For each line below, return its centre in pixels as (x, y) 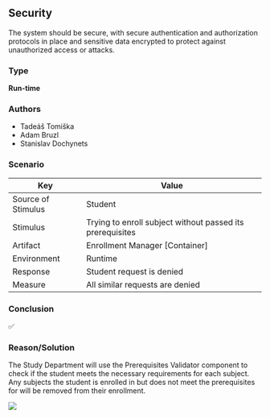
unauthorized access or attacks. (61, 50)
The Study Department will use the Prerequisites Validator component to (128, 365)
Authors (25, 110)
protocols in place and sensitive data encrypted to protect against (117, 41)
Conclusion (31, 308)
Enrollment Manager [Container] (147, 245)
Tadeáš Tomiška (47, 126)
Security (30, 13)
